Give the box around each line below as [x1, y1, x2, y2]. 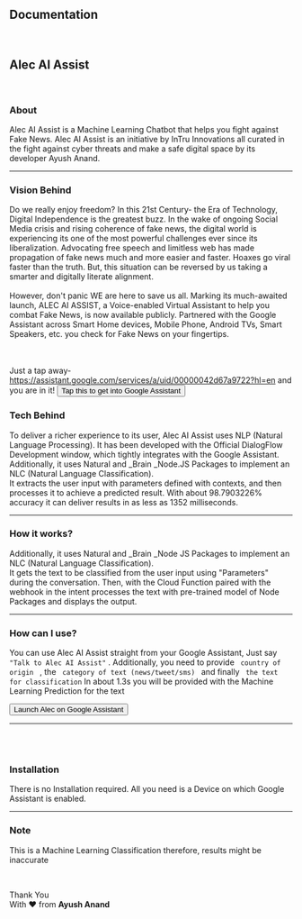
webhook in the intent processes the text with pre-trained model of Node [9, 586, 280, 597]
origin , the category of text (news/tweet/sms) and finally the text [9, 667, 279, 678]
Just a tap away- [9, 365, 72, 377]
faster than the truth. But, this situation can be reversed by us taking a [9, 261, 268, 273]
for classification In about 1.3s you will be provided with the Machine [9, 676, 274, 687]
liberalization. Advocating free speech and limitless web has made [9, 242, 254, 253]
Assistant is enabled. [9, 793, 87, 805]
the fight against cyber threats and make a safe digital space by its [9, 143, 256, 154]
